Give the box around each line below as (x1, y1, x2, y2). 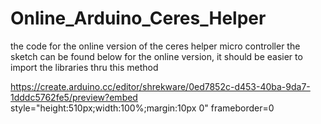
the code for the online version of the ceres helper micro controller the (10, 40, 301, 52)
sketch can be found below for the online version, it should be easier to (10, 50, 303, 62)
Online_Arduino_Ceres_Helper (10, 7, 267, 30)
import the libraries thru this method (10, 61, 159, 73)
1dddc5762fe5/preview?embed (10, 91, 138, 103)
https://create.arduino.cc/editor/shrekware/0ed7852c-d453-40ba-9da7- (10, 80, 311, 92)
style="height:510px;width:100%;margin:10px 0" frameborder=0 (10, 102, 275, 114)
